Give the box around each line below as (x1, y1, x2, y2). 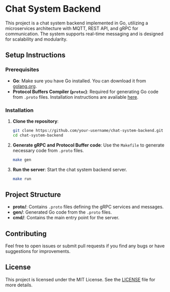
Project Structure (5, 190, 61, 199)
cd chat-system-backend (12, 133, 64, 138)
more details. (5, 282, 33, 288)
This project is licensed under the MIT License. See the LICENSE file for (5, 276, 156, 282)
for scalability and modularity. (5, 36, 68, 42)
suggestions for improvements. (5, 248, 71, 254)
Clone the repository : (12, 118, 59, 124)
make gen (12, 157, 32, 162)
